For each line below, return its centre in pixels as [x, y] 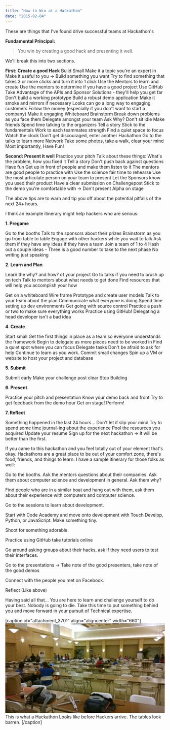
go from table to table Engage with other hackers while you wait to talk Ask [83, 238]
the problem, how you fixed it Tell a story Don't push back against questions [84, 161]
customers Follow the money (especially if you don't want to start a [75, 108]
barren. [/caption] [24, 722]
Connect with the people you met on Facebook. [55, 580]
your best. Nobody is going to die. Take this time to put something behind [82, 605]
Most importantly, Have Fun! [35, 146]
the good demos [22, 570]
